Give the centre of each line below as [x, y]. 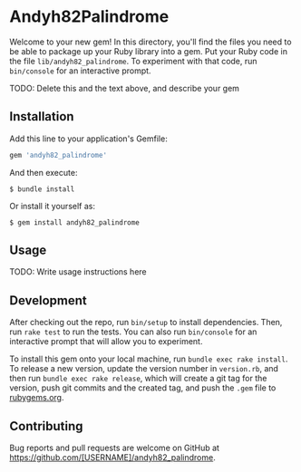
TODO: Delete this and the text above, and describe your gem [125, 88]
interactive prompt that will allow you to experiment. [106, 342]
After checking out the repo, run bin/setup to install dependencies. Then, [146, 323]
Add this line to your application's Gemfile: [88, 139]
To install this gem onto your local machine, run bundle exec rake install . [149, 359]
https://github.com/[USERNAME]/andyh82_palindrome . [112, 458]
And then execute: [44, 172]
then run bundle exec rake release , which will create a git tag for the [138, 379]
